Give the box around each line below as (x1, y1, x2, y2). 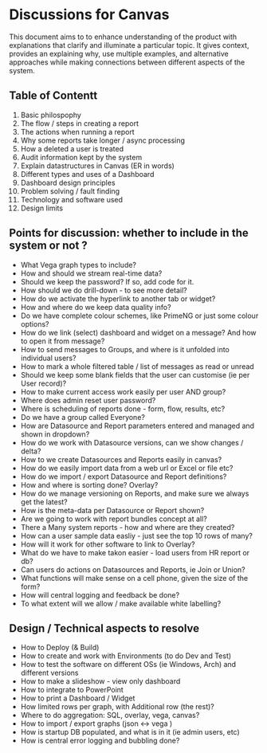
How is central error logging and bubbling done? (20, 735, 180, 746)
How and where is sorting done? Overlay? (20, 480, 159, 489)
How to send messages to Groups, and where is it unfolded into (20, 344, 230, 354)
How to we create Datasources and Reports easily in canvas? (20, 454, 222, 464)
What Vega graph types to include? (20, 260, 137, 269)
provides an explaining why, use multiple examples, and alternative (9, 49, 230, 58)
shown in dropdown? (20, 429, 90, 439)
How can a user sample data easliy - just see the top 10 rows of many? (20, 531, 253, 540)
